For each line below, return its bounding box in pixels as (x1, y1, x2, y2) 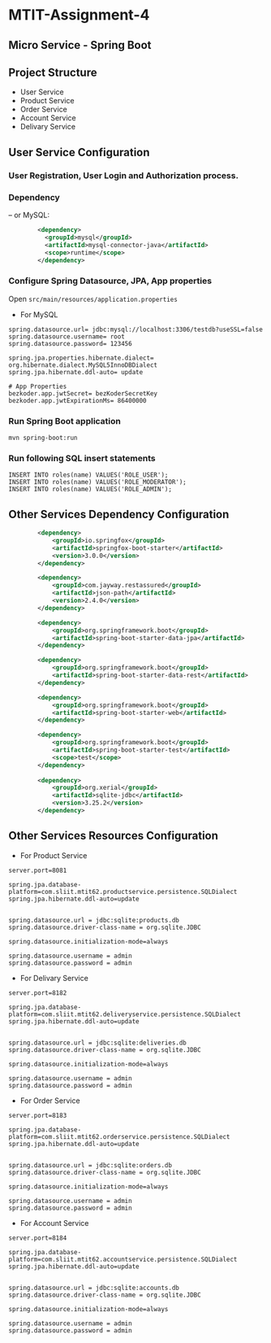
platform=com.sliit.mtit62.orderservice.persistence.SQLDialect (8, 1132, 230, 1140)
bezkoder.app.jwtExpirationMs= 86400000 (8, 396, 148, 404)
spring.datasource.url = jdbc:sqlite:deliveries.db (8, 1039, 187, 1047)
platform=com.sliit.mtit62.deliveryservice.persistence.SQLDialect (8, 1010, 242, 1018)
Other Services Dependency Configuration (8, 507, 230, 521)
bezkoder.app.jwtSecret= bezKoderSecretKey (8, 389, 158, 398)
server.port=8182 (8, 988, 67, 997)
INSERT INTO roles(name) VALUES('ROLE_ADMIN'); (8, 486, 173, 494)
